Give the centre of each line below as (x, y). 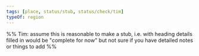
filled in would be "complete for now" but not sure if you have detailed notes (100, 40)
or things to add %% (32, 46)
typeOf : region (25, 17)
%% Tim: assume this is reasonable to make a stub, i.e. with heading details (99, 34)
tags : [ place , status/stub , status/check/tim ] (65, 11)
